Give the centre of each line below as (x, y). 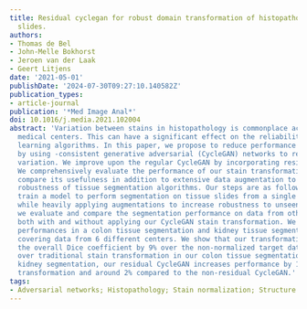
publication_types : (47, 94)
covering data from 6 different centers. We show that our (132, 239)
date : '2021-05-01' (47, 78)
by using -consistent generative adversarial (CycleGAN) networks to (153, 154)
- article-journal (44, 103)
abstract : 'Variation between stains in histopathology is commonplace (148, 129)
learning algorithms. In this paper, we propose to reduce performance (157, 145)
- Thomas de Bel (40, 43)
